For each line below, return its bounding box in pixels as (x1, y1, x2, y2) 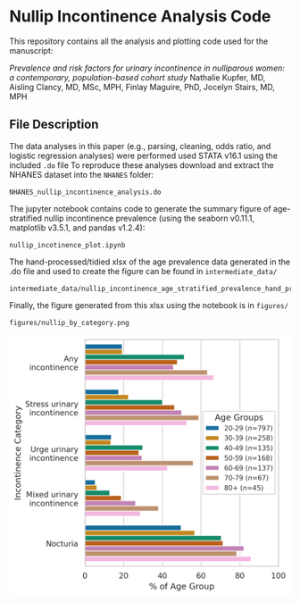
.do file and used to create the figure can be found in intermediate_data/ (9, 265, 278, 276)
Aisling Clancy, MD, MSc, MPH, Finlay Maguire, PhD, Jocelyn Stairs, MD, (9, 81, 275, 92)
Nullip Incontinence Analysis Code (9, 6, 271, 27)
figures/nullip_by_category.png (9, 318, 129, 327)
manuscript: (9, 45, 54, 55)
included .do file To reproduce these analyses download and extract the (9, 159, 274, 171)
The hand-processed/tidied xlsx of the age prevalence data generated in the (9, 256, 291, 267)
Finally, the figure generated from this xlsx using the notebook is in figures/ (9, 299, 288, 310)
